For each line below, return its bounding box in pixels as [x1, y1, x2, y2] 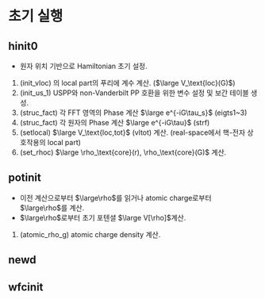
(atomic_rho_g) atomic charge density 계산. [19, 229, 161, 239]
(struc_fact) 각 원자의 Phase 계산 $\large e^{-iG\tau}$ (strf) [19, 118, 210, 127]
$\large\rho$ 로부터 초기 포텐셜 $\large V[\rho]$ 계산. [19, 213, 186, 222]
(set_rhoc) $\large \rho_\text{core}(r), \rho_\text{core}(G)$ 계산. [19, 148, 227, 157]
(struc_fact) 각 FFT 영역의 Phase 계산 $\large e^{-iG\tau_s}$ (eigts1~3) [19, 108, 248, 117]
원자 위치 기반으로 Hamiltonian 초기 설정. [19, 61, 148, 71]
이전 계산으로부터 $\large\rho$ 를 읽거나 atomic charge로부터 [19, 193, 212, 202]
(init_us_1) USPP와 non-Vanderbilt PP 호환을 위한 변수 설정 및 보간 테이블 [19, 88, 249, 98]
